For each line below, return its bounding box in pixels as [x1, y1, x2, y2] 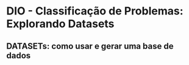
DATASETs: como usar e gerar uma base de [6, 41, 174, 51]
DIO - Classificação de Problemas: [6, 4, 184, 18]
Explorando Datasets [6, 17, 115, 31]
